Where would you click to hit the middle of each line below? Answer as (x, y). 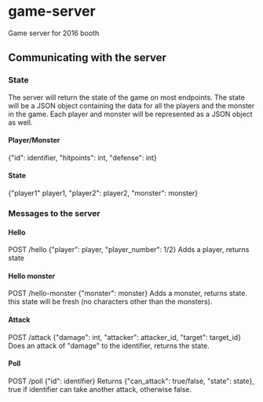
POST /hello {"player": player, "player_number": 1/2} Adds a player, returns (129, 250)
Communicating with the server (88, 58)
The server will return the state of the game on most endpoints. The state (126, 97)
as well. (20, 122)
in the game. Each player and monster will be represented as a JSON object (130, 114)
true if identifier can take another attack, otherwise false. (100, 389)
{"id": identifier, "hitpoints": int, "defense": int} (82, 157)
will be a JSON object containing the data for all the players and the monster (131, 105)
